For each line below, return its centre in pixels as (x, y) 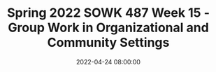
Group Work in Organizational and (108, 28)
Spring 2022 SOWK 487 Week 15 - (108, 13)
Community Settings (108, 43)
